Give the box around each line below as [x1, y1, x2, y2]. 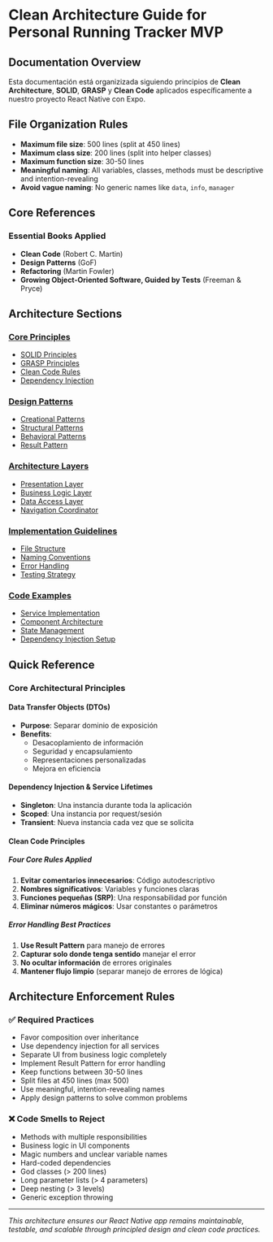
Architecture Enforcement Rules [8, 990, 175, 1004]
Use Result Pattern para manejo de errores [19, 940, 165, 950]
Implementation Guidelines [8, 525, 118, 536]
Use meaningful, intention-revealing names [19, 1084, 165, 1094]
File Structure [19, 544, 67, 554]
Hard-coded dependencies [19, 1157, 111, 1167]
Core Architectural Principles [8, 682, 126, 693]
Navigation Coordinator [19, 505, 99, 515]
